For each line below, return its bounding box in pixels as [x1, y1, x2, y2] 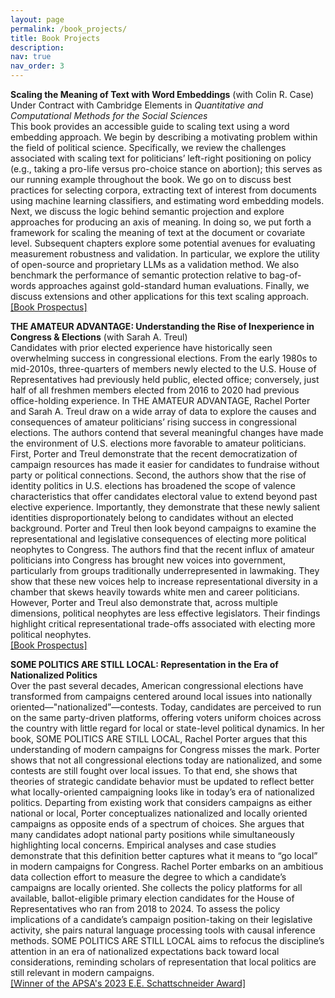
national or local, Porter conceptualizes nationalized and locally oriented [10, 807, 308, 819]
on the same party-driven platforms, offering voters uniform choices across [10, 712, 322, 723]
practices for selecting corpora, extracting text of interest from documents [10, 184, 317, 196]
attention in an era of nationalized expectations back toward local [10, 946, 280, 957]
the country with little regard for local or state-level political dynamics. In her [10, 722, 325, 734]
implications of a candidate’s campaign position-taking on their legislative [10, 914, 313, 925]
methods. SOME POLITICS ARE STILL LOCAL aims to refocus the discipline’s [10, 935, 325, 946]
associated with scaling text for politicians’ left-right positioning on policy [10, 152, 312, 164]
